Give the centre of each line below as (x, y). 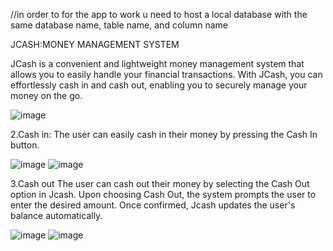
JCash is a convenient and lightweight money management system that (157, 63)
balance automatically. (56, 215)
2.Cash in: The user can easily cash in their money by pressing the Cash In (164, 134)
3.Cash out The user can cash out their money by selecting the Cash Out (160, 183)
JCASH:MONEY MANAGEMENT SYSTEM (95, 44)
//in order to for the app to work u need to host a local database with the (159, 14)
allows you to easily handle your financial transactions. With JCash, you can (166, 74)
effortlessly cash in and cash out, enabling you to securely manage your (159, 85)
